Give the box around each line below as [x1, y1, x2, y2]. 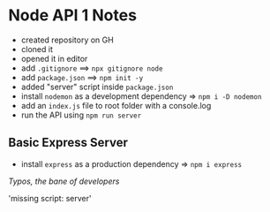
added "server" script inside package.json [20, 81, 174, 92]
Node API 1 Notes [8, 5, 138, 26]
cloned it [20, 43, 54, 54]
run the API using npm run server [20, 110, 142, 120]
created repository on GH [20, 34, 114, 45]
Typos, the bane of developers [8, 176, 120, 186]
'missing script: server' [8, 193, 92, 203]
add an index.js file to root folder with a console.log [20, 100, 212, 110]
